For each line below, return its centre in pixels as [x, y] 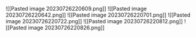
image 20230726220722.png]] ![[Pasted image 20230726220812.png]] [94, 21]
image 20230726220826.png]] [66, 27]
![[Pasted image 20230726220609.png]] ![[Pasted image [76, 9]
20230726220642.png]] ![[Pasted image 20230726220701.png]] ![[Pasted [98, 15]
